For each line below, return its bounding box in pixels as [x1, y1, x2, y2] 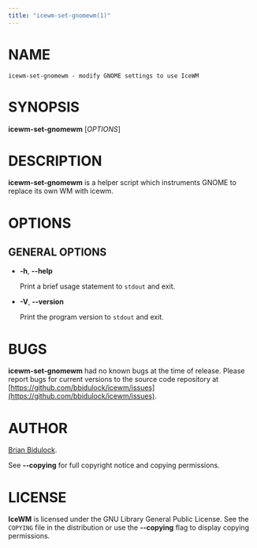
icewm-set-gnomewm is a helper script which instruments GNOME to [8, 178, 237, 187]
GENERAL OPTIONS [8, 246, 107, 259]
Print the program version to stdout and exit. [19, 312, 164, 322]
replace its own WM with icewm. [8, 187, 114, 196]
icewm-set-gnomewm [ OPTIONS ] [8, 124, 121, 134]
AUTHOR [8, 419, 69, 437]
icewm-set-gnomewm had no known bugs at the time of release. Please [8, 366, 245, 376]
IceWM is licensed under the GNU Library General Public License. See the [8, 515, 249, 524]
